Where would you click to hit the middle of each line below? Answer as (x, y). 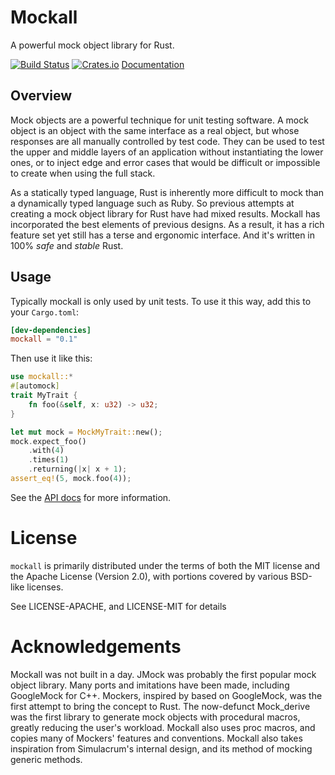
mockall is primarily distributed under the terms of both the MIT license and (165, 565)
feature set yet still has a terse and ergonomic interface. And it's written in (163, 235)
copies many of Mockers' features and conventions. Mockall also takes (156, 738)
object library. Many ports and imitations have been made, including (150, 685)
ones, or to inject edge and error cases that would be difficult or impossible (165, 162)
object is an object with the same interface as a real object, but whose (155, 130)
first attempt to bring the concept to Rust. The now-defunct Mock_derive (160, 706)
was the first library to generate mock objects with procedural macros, (155, 717)
